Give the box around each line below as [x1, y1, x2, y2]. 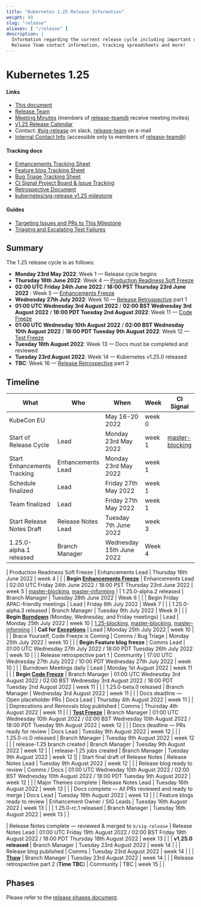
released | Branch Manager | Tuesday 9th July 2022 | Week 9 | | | [26, 607, 187, 614]
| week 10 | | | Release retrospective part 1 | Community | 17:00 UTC [6, 652, 173, 659]
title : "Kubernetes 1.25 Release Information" [6, 8, 124, 15]
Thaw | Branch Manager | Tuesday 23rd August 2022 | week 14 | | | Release [6, 854, 194, 861]
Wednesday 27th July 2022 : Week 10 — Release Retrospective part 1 [14, 296, 187, 303]
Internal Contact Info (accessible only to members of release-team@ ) [14, 133, 187, 141]
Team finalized [9, 500, 51, 508]
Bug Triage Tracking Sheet [14, 173, 81, 180]
